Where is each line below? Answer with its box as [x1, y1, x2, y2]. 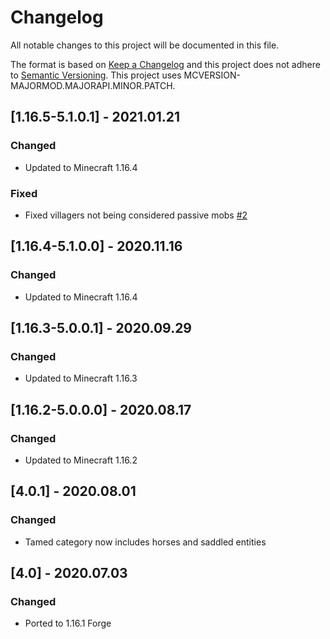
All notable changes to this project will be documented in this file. [10, 39, 280, 51]
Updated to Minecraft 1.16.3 [24, 372, 138, 385]
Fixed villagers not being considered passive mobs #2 [24, 209, 248, 221]
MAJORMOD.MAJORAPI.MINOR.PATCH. [10, 79, 176, 91]
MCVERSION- [183, 69, 241, 81]
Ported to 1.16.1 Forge [24, 617, 112, 630]
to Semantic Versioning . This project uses [10, 69, 182, 81]
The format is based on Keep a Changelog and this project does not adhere [10, 58, 321, 70]
